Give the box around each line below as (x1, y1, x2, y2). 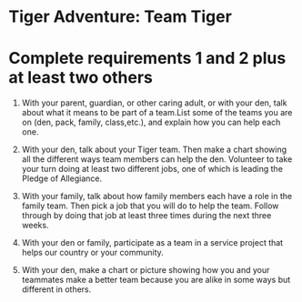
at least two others (8, 67, 154, 88)
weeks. (21, 220, 49, 231)
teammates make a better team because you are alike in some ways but (21, 275, 291, 286)
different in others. (21, 284, 92, 295)
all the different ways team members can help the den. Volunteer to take (21, 154, 293, 165)
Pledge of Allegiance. (21, 173, 102, 184)
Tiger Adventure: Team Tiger (8, 6, 233, 27)
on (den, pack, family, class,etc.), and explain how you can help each (21, 116, 281, 128)
